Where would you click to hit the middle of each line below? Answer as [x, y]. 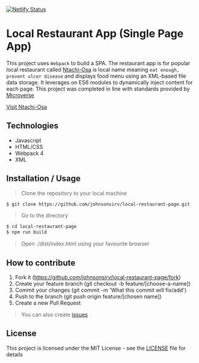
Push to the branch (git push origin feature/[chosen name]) [88, 296]
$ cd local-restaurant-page [42, 227]
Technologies [33, 126]
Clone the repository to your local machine [74, 193]
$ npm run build [27, 232]
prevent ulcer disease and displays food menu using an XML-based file [96, 76]
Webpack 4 [29, 153]
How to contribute [41, 263]
